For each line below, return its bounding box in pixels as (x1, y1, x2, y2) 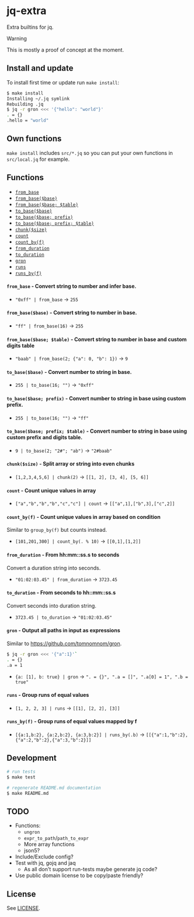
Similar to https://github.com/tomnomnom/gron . (6, 640, 122, 647)
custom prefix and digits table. (6, 434, 83, 441)
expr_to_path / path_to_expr (23, 835, 89, 842)
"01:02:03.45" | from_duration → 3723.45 (15, 575, 117, 582)
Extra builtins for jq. (6, 23, 54, 31)
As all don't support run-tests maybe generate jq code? (23, 866, 157, 873)
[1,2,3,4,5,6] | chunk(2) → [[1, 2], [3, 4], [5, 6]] (15, 474, 149, 481)
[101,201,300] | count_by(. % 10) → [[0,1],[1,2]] (15, 538, 141, 545)
